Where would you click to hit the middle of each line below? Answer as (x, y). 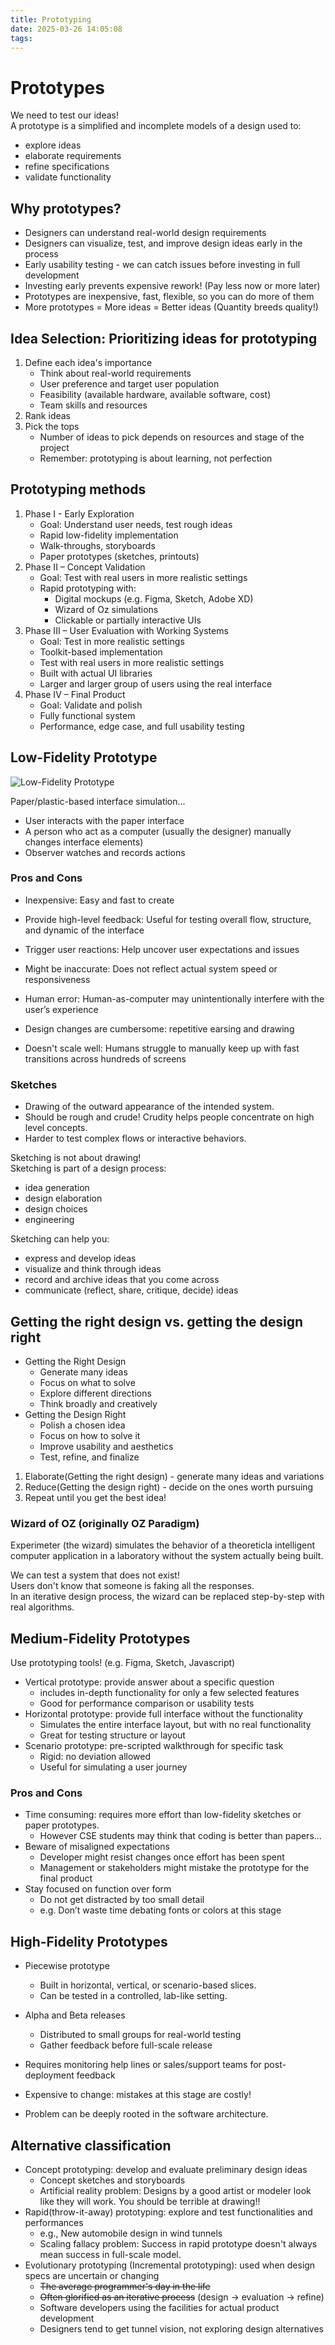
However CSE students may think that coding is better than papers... (180, 1836)
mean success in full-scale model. (110, 2254)
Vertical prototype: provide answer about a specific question (149, 1682)
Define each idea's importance (88, 362)
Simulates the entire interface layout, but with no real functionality (175, 1725)
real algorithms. (42, 1607)
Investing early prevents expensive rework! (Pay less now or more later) (172, 286)
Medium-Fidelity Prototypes (100, 1638)
